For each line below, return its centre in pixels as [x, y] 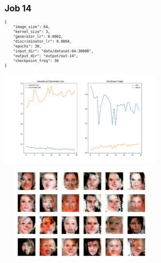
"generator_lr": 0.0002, [38, 36]
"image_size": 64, [32, 27]
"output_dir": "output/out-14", [46, 56]
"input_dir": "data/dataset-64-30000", [53, 51]
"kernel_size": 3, [32, 32]
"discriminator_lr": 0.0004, [43, 41]
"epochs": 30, [27, 46]
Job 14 [18, 8]
